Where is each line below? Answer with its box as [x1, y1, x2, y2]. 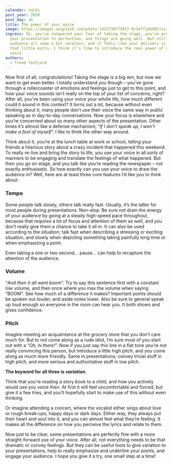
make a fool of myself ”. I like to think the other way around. [5, 129, 130, 135]
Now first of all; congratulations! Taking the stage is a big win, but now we [5, 74, 161, 80]
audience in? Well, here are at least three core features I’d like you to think [5, 172, 161, 178]
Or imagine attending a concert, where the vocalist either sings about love [5, 405, 161, 411]
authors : [5, 55, 24, 61]
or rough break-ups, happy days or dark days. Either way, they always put [5, 411, 161, 417]
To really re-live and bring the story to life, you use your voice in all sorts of [5, 150, 164, 156]
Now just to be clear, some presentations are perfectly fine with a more [5, 431, 155, 437]
